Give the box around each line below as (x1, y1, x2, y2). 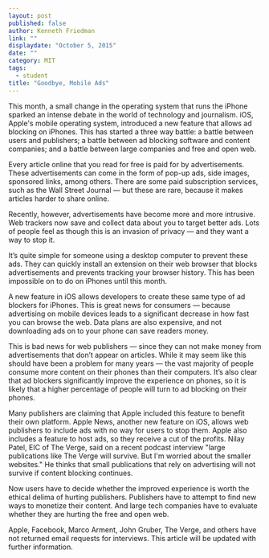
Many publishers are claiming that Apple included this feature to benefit (8, 408, 245, 418)
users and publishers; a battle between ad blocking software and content (8, 135, 251, 145)
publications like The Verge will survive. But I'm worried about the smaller (8, 451, 251, 461)
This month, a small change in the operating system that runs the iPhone (8, 101, 248, 111)
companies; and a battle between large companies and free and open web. (8, 144, 257, 154)
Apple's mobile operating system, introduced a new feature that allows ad (8, 118, 253, 128)
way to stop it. (8, 235, 55, 244)
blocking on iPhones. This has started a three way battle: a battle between (8, 126, 255, 137)
